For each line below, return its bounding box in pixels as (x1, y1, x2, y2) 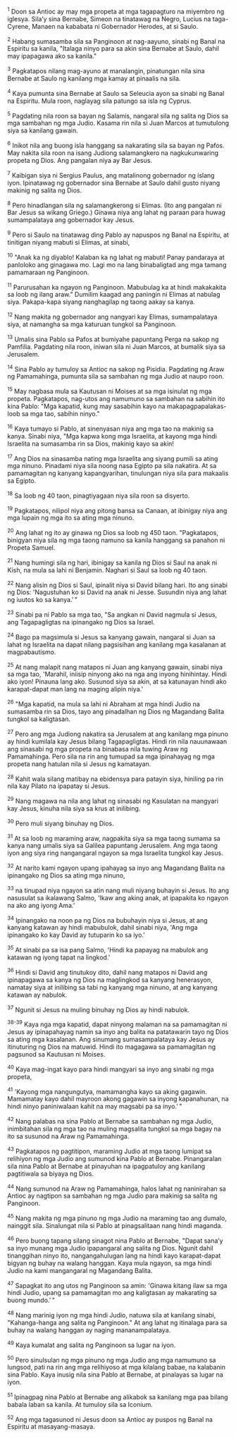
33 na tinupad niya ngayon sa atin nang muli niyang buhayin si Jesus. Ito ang (7, 885, 230, 895)
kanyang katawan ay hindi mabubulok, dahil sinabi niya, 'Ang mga (7, 923, 199, 932)
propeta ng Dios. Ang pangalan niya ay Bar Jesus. (7, 156, 153, 164)
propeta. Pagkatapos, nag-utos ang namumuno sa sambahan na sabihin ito (7, 394, 225, 402)
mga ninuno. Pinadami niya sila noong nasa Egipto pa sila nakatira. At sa (7, 462, 217, 470)
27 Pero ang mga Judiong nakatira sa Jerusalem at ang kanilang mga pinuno (7, 729, 229, 738)
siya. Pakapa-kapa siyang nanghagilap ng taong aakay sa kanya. (7, 297, 195, 306)
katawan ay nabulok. (7, 990, 68, 999)
